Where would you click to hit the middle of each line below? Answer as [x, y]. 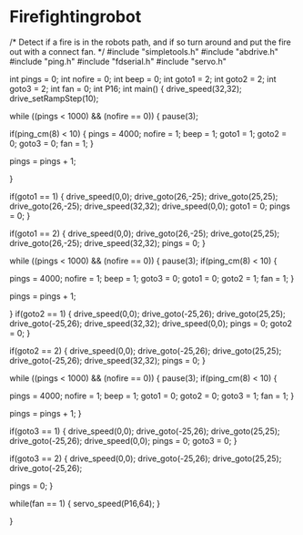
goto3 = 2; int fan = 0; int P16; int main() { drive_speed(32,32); [126, 88]
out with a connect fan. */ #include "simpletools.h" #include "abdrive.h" [144, 51]
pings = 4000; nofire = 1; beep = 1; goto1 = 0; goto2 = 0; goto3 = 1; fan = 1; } [152, 396]
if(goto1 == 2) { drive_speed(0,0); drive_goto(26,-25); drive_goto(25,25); [145, 233]
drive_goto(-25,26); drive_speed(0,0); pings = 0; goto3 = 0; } [124, 440]
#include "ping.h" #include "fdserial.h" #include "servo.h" [118, 61]
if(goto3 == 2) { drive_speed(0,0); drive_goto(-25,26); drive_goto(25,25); [146, 458]
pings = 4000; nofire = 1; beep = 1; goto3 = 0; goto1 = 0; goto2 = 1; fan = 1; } [152, 278]
